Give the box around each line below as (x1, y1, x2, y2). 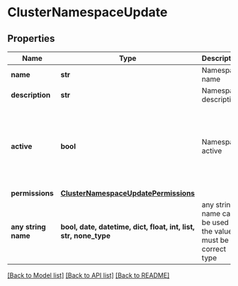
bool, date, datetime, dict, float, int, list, (60, 222, 195, 231)
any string (11, 222, 46, 231)
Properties (7, 33, 55, 45)
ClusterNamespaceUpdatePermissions (60, 188, 195, 198)
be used (201, 217, 229, 227)
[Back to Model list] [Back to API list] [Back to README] (7, 271, 170, 280)
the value (201, 227, 232, 236)
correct (201, 244, 227, 253)
